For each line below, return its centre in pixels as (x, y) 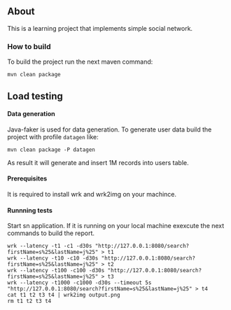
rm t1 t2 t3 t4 (29, 301)
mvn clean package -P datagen (51, 150)
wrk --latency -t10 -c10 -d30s (53, 258)
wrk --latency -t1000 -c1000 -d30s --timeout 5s (79, 283)
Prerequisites (27, 178)
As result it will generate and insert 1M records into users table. (98, 162)
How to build (29, 46)
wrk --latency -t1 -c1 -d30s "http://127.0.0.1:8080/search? (98, 246)
